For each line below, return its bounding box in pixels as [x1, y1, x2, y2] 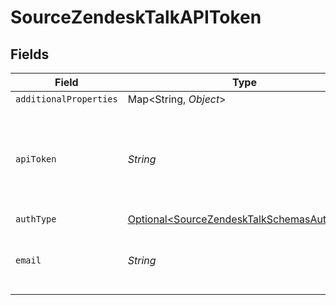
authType [15, 214, 57, 225]
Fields [10, 46, 50, 63]
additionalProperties [15, 94, 118, 105]
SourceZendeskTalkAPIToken [10, 6, 262, 29]
